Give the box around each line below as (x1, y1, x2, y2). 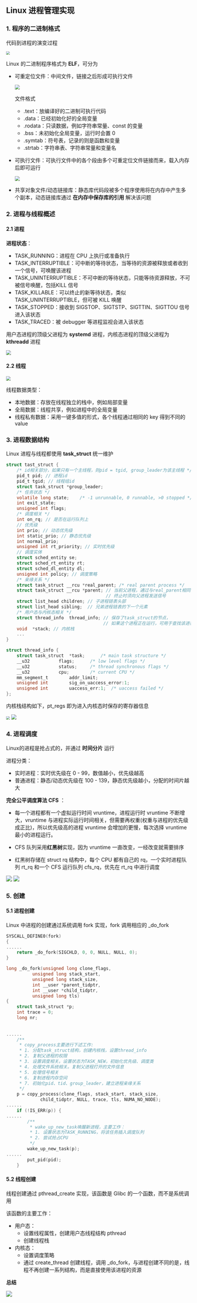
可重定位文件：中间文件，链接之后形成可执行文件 (14, 73, 133, 80)
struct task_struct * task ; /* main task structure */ (16, 653, 167, 659)
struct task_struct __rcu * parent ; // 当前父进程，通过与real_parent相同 (16, 587, 191, 593)
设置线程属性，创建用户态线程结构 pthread (23, 1230, 126, 1237)
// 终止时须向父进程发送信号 (106, 593, 167, 599)
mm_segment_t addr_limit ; (16, 674, 98, 680)
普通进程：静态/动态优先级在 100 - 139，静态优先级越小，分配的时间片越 (14, 777, 189, 784)
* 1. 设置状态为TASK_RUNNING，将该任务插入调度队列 (29, 1130, 145, 1136)
